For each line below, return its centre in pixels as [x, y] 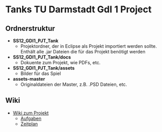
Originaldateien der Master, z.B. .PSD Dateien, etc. [74, 84]
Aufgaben [31, 118]
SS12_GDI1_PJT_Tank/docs [42, 57]
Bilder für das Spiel [41, 73]
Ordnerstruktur [30, 29]
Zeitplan [29, 124]
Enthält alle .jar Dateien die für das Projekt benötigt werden [83, 52]
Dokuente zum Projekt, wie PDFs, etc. [60, 62]
